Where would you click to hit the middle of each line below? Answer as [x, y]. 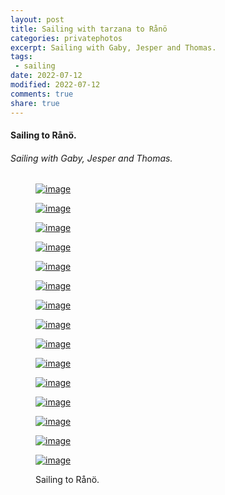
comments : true [42, 94]
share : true [35, 103]
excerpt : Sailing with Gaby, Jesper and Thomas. [113, 47]
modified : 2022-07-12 [55, 85]
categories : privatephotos [66, 38]
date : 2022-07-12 [46, 76]
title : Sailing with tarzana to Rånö [89, 29]
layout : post [37, 19]
